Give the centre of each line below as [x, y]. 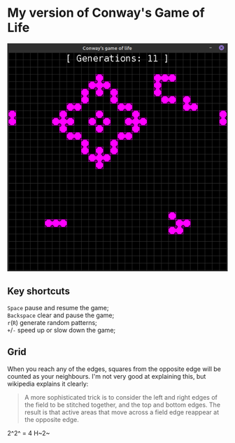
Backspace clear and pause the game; [61, 315]
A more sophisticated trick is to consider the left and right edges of [121, 397]
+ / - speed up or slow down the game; [62, 331]
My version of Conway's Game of [106, 13]
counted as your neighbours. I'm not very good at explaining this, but [107, 376]
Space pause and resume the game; [58, 308]
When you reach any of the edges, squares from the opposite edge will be [114, 369]
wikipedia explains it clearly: [48, 384]
